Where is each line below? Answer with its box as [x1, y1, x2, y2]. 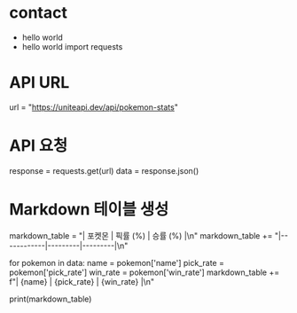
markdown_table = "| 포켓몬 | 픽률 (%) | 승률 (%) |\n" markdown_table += [9, 230, 273, 241]
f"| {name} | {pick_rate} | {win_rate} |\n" [9, 276, 155, 286]
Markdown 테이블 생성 [9, 200, 169, 219]
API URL [9, 73, 70, 93]
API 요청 [9, 136, 68, 156]
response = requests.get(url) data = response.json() [9, 165, 199, 176]
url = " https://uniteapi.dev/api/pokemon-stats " [9, 101, 179, 113]
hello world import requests [21, 41, 123, 51]
